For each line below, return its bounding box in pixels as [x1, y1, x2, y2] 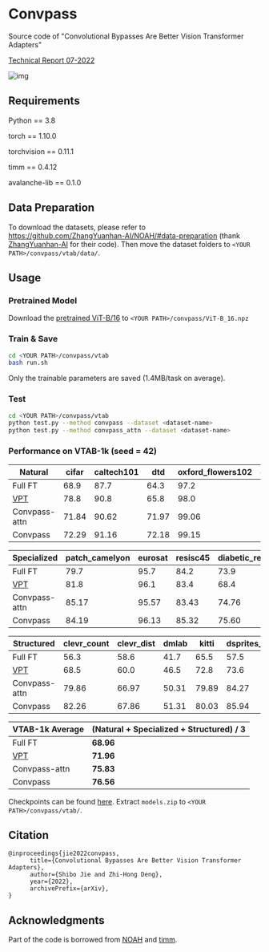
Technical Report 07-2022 [8, 55, 95, 65]
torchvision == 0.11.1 [8, 146, 74, 156]
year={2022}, [29, 877, 74, 886]
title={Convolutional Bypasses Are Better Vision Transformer [29, 857, 242, 865]
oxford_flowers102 [177, 466, 253, 477]
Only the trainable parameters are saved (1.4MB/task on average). [8, 374, 226, 383]
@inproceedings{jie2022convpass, [8, 849, 120, 858]
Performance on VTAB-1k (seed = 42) [8, 446, 158, 457]
